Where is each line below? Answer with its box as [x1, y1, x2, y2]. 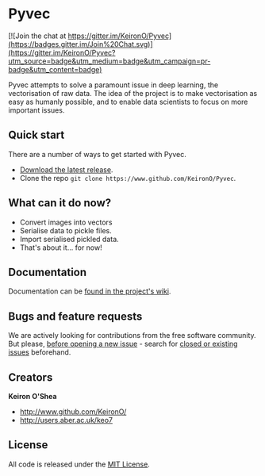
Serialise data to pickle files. [19, 225, 113, 235]
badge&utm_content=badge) [8, 64, 102, 74]
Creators [8, 370, 53, 384]
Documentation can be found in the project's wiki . [8, 286, 171, 296]
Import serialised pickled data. [19, 234, 119, 244]
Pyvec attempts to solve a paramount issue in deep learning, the [8, 80, 219, 90]
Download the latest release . [19, 164, 113, 175]
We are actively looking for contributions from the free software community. [8, 331, 256, 340]
